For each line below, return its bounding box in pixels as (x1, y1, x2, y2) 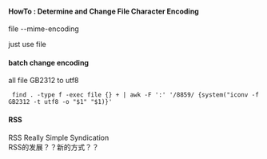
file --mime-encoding (8, 24, 80, 34)
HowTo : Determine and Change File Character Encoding (8, 6, 200, 16)
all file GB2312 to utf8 (8, 76, 79, 85)
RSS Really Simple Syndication (8, 133, 110, 142)
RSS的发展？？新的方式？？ (8, 142, 99, 152)
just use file (8, 40, 46, 50)
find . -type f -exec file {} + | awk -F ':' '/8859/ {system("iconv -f (11, 91, 260, 99)
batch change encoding (8, 58, 90, 67)
